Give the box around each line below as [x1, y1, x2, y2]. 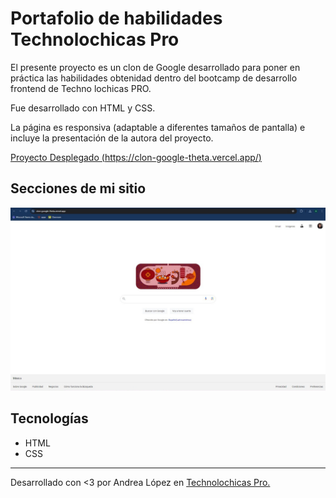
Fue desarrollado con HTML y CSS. [10, 102, 156, 114]
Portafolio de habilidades [10, 7, 223, 30]
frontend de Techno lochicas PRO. [10, 82, 152, 94]
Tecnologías [10, 410, 89, 427]
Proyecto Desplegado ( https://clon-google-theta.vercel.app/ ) [10, 151, 262, 163]
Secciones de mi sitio [10, 180, 147, 197]
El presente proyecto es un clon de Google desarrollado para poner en [10, 61, 301, 73]
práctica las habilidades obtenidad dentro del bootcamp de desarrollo [10, 72, 298, 84]
